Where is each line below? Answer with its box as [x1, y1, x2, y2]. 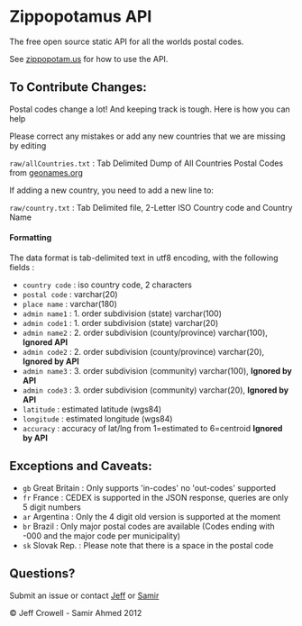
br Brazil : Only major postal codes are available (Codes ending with [22, 521, 275, 531]
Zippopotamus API [9, 6, 152, 27]
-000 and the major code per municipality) [22, 530, 181, 541]
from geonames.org [9, 167, 83, 177]
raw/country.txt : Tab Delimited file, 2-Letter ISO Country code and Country [9, 202, 293, 213]
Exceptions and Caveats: [9, 458, 152, 474]
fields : [9, 261, 35, 272]
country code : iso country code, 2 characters [22, 279, 192, 290]
